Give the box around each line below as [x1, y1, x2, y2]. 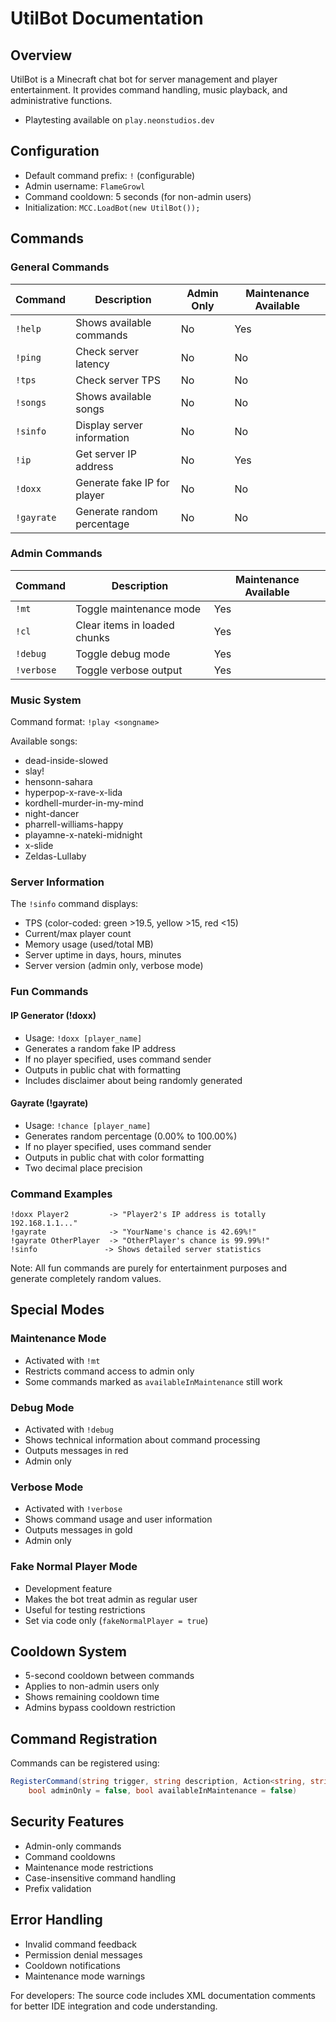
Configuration [10, 143, 100, 160]
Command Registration [10, 1730, 158, 1747]
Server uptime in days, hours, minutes [24, 949, 182, 961]
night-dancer [24, 808, 80, 820]
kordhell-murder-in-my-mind [24, 797, 144, 809]
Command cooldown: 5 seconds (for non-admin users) [24, 190, 252, 202]
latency [75, 357, 110, 371]
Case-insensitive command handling [24, 1872, 176, 1884]
